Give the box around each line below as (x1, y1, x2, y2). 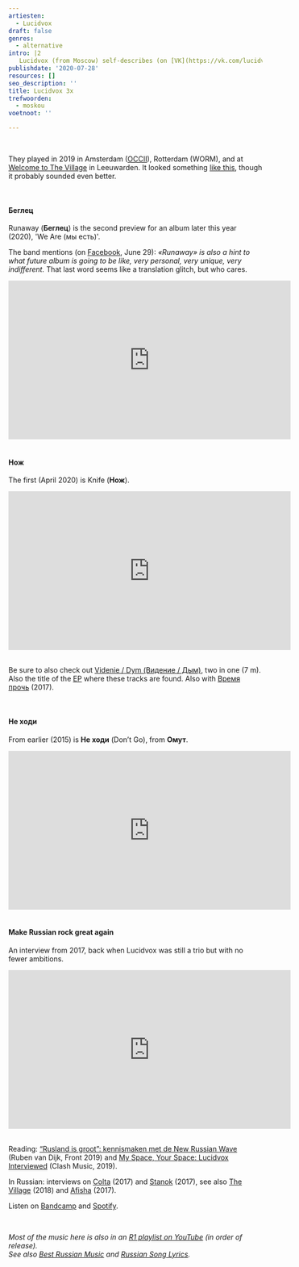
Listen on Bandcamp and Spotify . (8, 1201, 118, 1211)
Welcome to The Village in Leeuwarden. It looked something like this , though (8, 163, 263, 172)
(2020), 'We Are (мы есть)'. (8, 231, 101, 242)
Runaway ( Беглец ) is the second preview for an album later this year (8, 223, 237, 233)
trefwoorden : (8, 94, 52, 102)
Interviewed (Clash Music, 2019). (8, 1161, 118, 1170)
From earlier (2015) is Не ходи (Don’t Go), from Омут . (8, 735, 189, 744)
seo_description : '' (8, 79, 78, 87)
